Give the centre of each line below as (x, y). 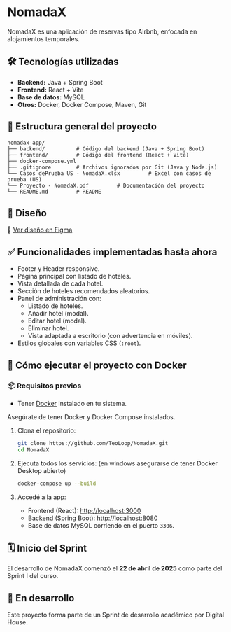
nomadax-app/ (26, 143)
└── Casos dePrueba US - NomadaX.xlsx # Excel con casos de (109, 173)
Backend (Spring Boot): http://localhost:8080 (93, 518)
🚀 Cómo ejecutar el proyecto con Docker (97, 365)
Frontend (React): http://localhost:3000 (84, 510)
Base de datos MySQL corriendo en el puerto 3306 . (101, 525)
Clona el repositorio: (47, 430)
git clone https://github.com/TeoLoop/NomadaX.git (93, 443)
